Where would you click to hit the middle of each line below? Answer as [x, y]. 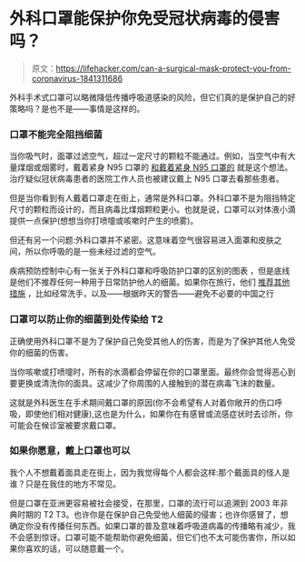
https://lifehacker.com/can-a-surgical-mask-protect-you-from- [174, 68]
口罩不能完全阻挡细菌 [56, 135]
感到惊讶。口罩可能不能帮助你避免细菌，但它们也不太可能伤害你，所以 [156, 537]
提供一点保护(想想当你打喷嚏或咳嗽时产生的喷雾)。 [104, 221]
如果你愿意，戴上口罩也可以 [70, 451]
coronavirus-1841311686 [77, 78]
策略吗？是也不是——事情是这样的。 [77, 108]
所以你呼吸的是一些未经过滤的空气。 [93, 252]
